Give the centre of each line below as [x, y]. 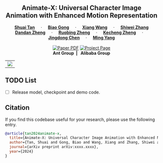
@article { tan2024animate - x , [33, 133]
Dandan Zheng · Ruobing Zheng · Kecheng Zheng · [79, 32]
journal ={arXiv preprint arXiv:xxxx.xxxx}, [54, 147]
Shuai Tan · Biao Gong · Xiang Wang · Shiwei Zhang [81, 27]
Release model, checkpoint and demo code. [56, 92]
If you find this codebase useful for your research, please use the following [80, 119]
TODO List [21, 80]
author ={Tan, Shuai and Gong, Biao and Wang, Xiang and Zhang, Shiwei [82, 143]
